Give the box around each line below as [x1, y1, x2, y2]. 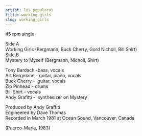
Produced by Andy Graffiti [5, 104, 60, 110]
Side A [5, 41, 19, 47]
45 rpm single [5, 31, 35, 37]
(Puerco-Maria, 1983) [5, 125, 51, 131]
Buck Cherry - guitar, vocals [5, 78, 66, 84]
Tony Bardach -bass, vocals [5, 67, 64, 73]
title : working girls [5, 12, 52, 17]
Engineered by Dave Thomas [5, 109, 66, 116]
